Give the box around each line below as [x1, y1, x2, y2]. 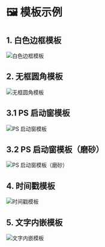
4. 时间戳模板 [6, 181, 55, 191]
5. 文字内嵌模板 [6, 217, 63, 228]
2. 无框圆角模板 [6, 72, 63, 82]
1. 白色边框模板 [6, 35, 62, 45]
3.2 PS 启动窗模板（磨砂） [6, 145, 104, 155]
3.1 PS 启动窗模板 [6, 108, 70, 118]
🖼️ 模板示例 [6, 5, 63, 19]
